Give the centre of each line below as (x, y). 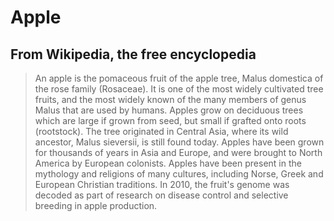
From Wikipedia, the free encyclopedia (133, 54)
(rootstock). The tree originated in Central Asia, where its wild (161, 131)
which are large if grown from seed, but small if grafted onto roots (170, 120)
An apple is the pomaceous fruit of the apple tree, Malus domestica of (179, 78)
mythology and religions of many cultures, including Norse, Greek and (179, 174)
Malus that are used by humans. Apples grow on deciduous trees (169, 110)
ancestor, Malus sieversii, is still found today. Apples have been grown (179, 142)
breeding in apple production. (96, 205)
